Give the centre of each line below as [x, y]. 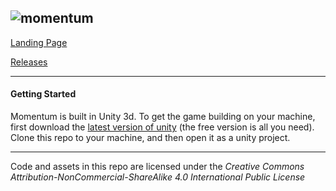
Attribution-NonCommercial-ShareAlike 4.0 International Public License [158, 177]
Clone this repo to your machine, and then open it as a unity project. [150, 138]
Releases [29, 62]
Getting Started [43, 94]
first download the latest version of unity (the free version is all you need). [162, 127]
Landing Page [39, 42]
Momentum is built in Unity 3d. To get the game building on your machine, [163, 117]
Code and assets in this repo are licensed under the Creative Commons [157, 167]
